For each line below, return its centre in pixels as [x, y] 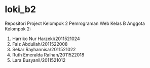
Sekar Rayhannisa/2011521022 [44, 49]
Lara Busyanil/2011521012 [39, 60]
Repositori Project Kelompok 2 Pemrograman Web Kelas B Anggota [75, 23]
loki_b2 [21, 9]
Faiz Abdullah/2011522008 [40, 44]
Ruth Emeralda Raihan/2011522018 [48, 55]
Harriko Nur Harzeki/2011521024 [46, 39]
